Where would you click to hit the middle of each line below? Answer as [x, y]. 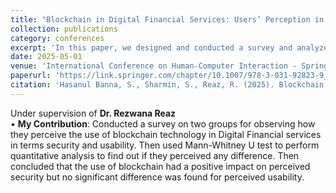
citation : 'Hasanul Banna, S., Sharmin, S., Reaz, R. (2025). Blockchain [167, 85]
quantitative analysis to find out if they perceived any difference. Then [155, 155]
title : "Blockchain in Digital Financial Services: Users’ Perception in [167, 19]
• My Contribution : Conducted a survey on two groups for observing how [163, 123]
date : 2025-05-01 [46, 57]
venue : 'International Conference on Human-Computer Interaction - [154, 66]
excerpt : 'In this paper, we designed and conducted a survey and [151, 47]
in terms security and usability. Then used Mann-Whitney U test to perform [165, 145]
